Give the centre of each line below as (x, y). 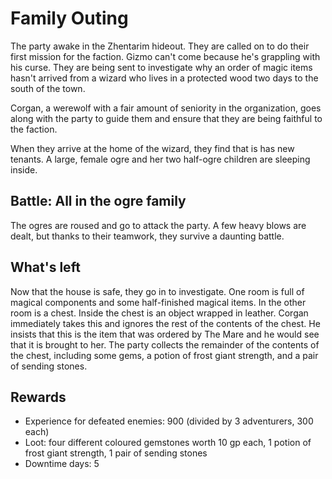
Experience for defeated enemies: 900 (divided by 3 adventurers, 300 (169, 421)
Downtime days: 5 (62, 464)
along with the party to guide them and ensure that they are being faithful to (166, 118)
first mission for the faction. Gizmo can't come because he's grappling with (165, 56)
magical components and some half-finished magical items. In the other (158, 302)
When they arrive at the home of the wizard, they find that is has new (152, 148)
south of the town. (48, 88)
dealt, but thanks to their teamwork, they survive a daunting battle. (147, 236)
